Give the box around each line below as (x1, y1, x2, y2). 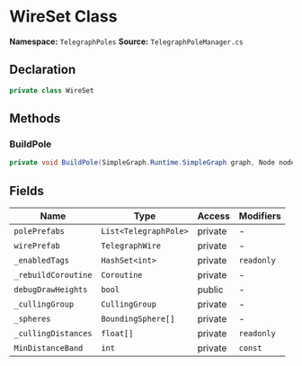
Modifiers (238, 210, 281, 222)
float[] (101, 328, 134, 338)
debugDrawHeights (13, 285, 88, 294)
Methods (9, 111, 61, 127)
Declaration (9, 62, 76, 77)
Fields (9, 183, 45, 199)
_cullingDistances (13, 328, 93, 338)
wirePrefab (13, 241, 60, 251)
